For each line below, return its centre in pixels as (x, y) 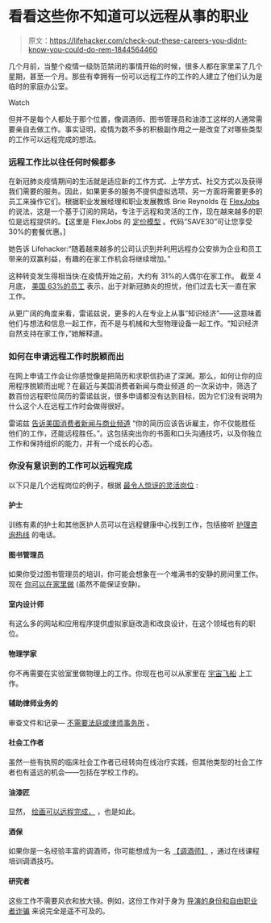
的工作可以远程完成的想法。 (54, 139)
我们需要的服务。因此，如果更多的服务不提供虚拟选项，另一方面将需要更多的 (135, 191)
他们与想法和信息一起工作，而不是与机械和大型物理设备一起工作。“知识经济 (134, 324)
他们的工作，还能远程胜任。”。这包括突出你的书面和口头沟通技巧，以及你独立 (135, 433)
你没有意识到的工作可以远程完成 (71, 466)
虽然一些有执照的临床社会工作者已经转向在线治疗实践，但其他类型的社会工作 (135, 762)
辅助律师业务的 (33, 704)
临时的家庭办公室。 (40, 86)
